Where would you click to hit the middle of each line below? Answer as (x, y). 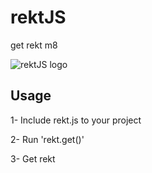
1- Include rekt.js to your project (76, 120)
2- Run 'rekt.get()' (47, 139)
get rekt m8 (34, 45)
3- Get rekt (33, 158)
